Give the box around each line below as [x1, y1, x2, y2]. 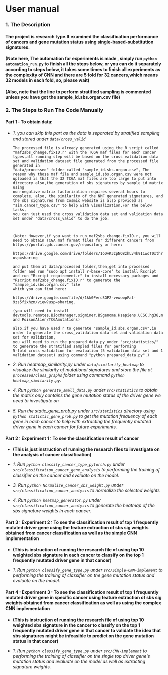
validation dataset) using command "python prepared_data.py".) [12, 353, 150, 358]
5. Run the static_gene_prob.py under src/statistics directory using [12, 408, 155, 414]
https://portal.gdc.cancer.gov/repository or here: [12, 242, 123, 247]
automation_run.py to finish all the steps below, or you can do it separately [5, 61, 161, 67]
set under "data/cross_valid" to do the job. [12, 216, 109, 221]
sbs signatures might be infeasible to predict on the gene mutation [12, 633, 154, 639]
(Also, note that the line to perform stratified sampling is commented [5, 89, 151, 95]
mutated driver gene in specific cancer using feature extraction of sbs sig [5, 595, 162, 601]
